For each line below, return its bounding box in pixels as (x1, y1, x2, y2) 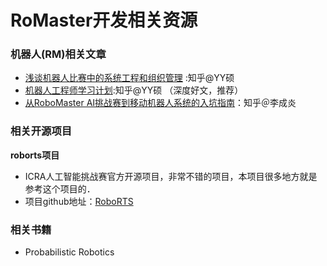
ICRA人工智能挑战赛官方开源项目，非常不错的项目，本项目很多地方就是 (24, 170, 318, 182)
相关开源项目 (10, 124, 73, 138)
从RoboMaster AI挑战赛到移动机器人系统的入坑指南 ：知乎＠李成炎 (24, 97, 297, 109)
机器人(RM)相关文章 (10, 47, 107, 61)
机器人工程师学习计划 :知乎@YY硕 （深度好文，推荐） (24, 84, 244, 96)
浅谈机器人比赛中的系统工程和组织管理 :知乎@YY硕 (24, 72, 235, 84)
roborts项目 (10, 149, 60, 161)
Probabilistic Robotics (24, 246, 115, 258)
